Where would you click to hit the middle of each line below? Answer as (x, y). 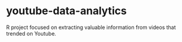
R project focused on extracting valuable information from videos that (91, 27)
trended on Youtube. (31, 33)
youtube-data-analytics (66, 11)
